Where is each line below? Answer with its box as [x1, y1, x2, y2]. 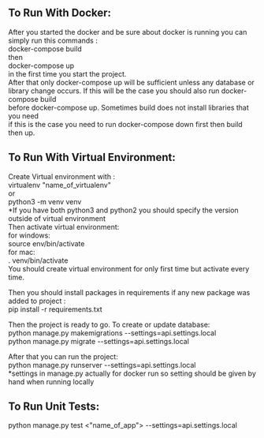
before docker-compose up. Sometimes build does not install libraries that [8, 103, 250, 112]
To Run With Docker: [8, 6, 112, 20]
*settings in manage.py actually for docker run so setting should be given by [8, 369, 256, 378]
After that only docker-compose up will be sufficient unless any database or [8, 77, 255, 87]
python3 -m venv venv [8, 197, 82, 206]
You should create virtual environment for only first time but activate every [8, 264, 250, 273]
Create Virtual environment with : [8, 171, 116, 181]
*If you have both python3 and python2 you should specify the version [8, 205, 239, 215]
